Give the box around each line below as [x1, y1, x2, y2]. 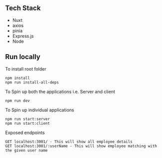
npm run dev [5, 98, 30, 103]
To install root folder [5, 66, 46, 72]
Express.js [12, 33, 34, 39]
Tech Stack [5, 4, 41, 12]
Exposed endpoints [5, 129, 45, 136]
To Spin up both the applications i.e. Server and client [5, 88, 116, 94]
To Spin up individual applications [5, 107, 74, 113]
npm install [5, 76, 30, 80]
